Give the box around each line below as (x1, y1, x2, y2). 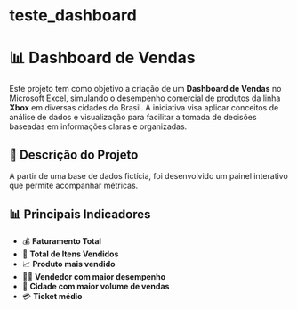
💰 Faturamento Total (21, 235, 102, 246)
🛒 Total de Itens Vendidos (21, 248, 119, 259)
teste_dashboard (9, 5, 138, 26)
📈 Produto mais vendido (21, 258, 116, 269)
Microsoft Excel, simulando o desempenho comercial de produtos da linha (9, 93, 281, 103)
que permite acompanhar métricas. (9, 180, 139, 191)
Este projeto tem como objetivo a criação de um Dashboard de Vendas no (9, 84, 282, 94)
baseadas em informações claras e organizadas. (9, 121, 188, 132)
